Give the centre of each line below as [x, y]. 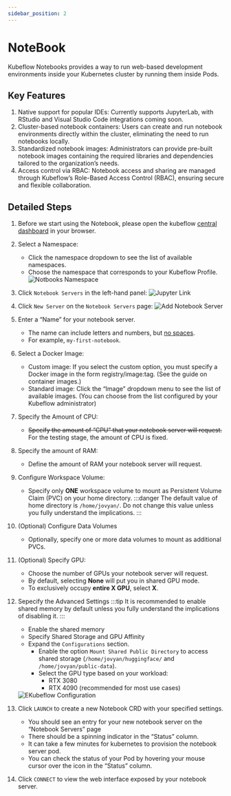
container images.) [55, 381]
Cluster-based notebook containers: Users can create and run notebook [120, 127]
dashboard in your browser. [57, 231]
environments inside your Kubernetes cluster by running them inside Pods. [113, 74]
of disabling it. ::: [41, 616]
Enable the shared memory [66, 629]
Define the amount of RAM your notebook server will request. [115, 464]
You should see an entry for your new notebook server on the [115, 722]
